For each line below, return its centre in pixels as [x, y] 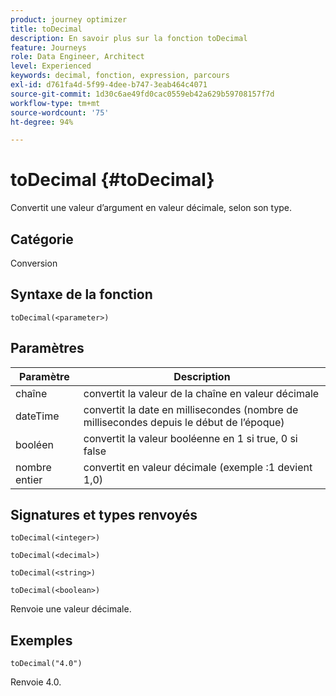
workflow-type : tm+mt [55, 103]
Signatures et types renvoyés [104, 515]
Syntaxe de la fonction [81, 294]
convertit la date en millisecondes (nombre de [191, 409]
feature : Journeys [48, 47]
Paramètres [47, 348]
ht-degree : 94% [42, 122]
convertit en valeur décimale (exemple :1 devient [198, 467]
